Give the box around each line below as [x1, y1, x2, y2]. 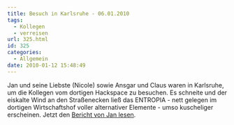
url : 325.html [7, 36, 49, 43]
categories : [7, 49, 42, 56]
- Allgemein [13, 56, 49, 62]
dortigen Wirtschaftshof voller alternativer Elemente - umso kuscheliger [7, 103, 214, 111]
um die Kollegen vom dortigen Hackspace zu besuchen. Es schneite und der [7, 88, 228, 97]
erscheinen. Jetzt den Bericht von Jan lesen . [7, 110, 136, 119]
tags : [7, 17, 23, 24]
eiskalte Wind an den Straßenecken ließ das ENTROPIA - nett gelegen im [7, 95, 217, 104]
